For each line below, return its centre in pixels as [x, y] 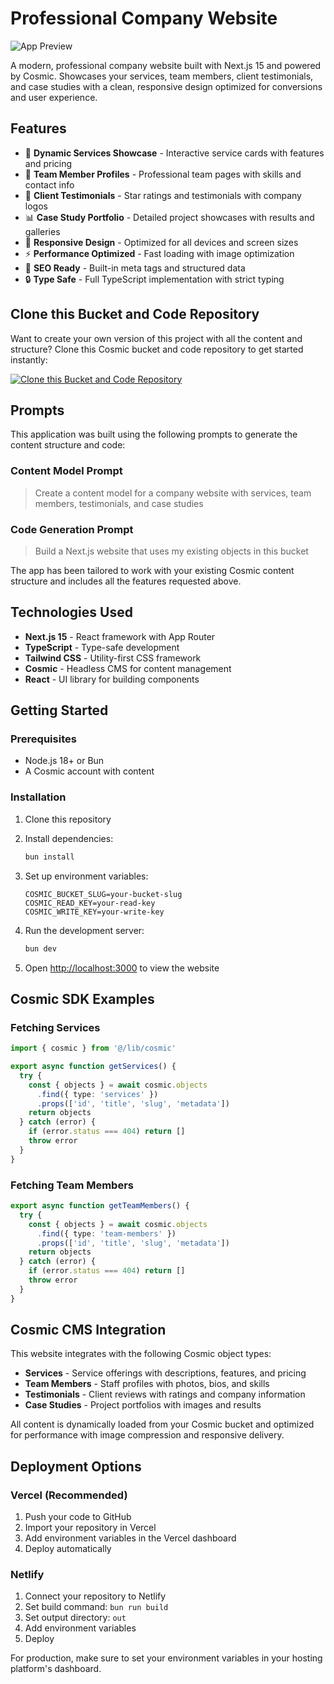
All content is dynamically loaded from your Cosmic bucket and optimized [162, 1424]
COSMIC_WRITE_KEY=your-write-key [94, 912]
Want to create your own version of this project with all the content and [156, 338]
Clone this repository [68, 819]
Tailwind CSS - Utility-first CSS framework [113, 658]
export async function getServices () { [93, 1067]
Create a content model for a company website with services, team [173, 493]
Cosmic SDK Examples [82, 998]
